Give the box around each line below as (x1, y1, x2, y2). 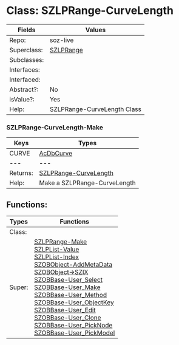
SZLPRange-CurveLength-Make (6, 123, 103, 131)
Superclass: (9, 46, 43, 54)
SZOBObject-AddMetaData (34, 261, 113, 269)
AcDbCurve (39, 149, 73, 158)
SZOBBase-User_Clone (34, 313, 101, 322)
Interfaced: (9, 75, 41, 84)
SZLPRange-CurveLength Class (49, 104, 141, 113)
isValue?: (9, 95, 35, 103)
